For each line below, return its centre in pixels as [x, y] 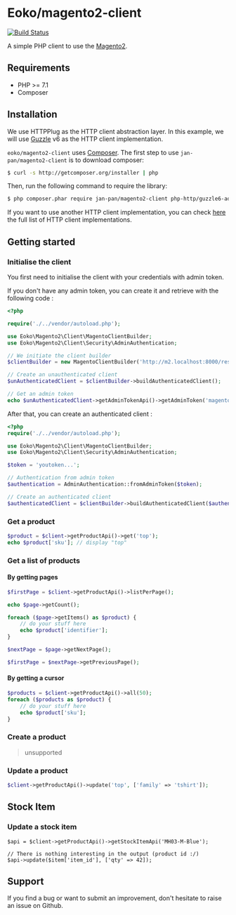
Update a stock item [42, 827]
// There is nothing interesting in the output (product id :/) [103, 854]
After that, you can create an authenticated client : [80, 414]
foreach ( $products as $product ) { [59, 700]
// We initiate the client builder [59, 356]
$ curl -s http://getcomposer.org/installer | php [83, 173]
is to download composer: [106, 160]
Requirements [39, 68]
